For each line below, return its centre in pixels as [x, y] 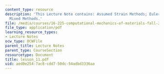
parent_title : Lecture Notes [35, 46]
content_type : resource [29, 9]
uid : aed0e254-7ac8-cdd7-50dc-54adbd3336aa [50, 64]
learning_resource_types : [31, 32]
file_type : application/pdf [34, 28]
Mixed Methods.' [26, 18]
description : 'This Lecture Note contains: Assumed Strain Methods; [76, 14]
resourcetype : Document [29, 55]
